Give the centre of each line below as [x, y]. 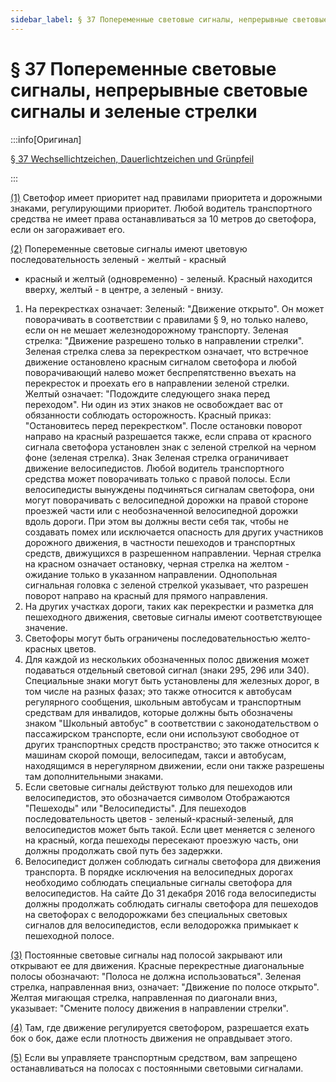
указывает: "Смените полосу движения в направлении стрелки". [149, 1008]
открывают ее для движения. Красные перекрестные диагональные [157, 965]
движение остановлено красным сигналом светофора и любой [161, 362]
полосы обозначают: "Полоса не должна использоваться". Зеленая [156, 976]
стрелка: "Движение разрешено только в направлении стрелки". [164, 340]
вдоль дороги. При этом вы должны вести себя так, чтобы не [156, 521]
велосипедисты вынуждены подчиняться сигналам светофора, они [169, 489]
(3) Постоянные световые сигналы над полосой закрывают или [146, 955]
